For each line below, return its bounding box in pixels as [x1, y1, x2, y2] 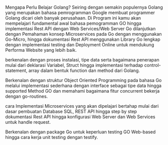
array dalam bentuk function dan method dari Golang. [28, 67, 140, 74]
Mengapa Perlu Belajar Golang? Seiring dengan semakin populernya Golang [5, 5, 163, 10]
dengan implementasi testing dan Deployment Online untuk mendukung [5, 42, 154, 47]
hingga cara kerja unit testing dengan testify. [5, 134, 98, 140]
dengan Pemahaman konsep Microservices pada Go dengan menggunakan [5, 31, 162, 37]
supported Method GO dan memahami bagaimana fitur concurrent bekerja [5, 88, 160, 94]
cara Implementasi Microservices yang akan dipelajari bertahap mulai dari [5, 103, 159, 109]
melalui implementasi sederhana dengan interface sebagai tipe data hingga [5, 83, 162, 89]
